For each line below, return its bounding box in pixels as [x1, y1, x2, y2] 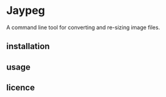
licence [6, 82, 35, 93]
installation [6, 41, 50, 52]
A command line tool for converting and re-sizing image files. [6, 24, 161, 31]
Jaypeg [6, 4, 46, 18]
